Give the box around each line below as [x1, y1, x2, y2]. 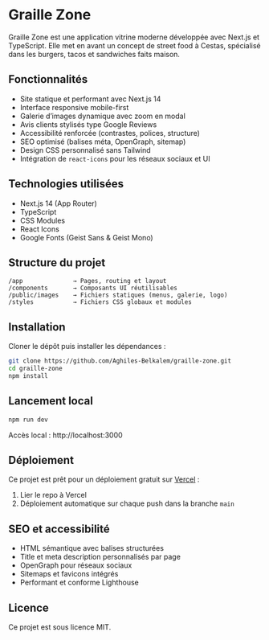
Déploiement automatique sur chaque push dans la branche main [19, 498, 234, 508]
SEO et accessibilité [8, 522, 110, 535]
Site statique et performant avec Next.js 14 [19, 94, 161, 104]
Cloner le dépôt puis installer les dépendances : [8, 342, 166, 351]
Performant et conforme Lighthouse [19, 577, 139, 588]
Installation [8, 320, 66, 334]
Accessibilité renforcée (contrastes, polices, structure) [19, 128, 201, 137]
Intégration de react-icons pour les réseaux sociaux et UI [19, 154, 210, 163]
